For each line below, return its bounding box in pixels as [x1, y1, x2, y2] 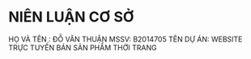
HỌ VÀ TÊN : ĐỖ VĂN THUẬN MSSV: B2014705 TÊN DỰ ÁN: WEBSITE [8, 34, 243, 44]
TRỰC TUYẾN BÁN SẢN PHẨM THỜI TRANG [8, 42, 157, 52]
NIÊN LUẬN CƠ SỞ [8, 8, 135, 26]
